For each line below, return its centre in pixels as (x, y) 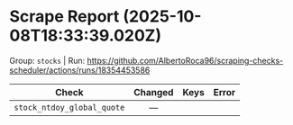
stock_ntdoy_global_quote (69, 107)
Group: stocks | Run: (47, 60)
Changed (154, 92)
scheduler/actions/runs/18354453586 (80, 70)
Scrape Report (64, 17)
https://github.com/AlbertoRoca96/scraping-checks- (185, 60)
